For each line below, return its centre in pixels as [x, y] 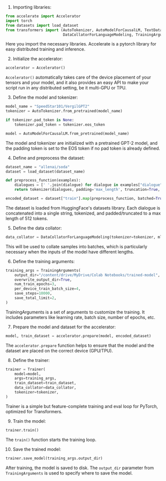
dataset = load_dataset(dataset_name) [45, 172]
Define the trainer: [31, 360]
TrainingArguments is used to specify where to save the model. [69, 473]
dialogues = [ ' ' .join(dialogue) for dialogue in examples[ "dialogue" [88, 185]
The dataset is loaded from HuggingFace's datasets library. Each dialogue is [83, 208]
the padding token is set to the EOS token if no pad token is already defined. [83, 148]
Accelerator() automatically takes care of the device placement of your [78, 77]
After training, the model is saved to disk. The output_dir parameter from [80, 468]
